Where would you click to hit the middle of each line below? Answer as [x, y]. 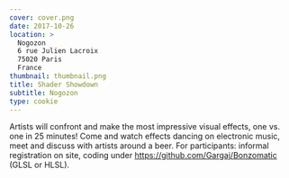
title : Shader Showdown [54, 85]
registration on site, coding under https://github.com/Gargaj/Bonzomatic [143, 156]
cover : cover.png [42, 18]
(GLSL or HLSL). [40, 165]
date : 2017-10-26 [42, 26]
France [30, 68]
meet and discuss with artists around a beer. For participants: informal [139, 146]
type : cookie [34, 101]
